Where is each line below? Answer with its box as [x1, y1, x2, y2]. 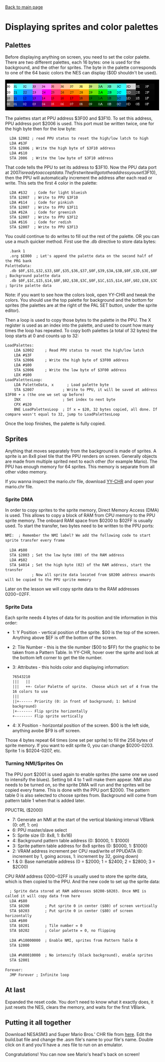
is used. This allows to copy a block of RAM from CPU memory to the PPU [5, 513, 156, 518]
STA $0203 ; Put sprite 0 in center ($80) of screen [9, 908, 133, 913]
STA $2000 [9, 943, 30, 948]
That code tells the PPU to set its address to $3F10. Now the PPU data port [5, 165, 157, 170]
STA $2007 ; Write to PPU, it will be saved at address [14, 387, 158, 392]
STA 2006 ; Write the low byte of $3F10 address [9, 156, 113, 161]
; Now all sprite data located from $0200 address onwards [31, 573, 155, 578]
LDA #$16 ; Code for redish [9, 220, 71, 225]
